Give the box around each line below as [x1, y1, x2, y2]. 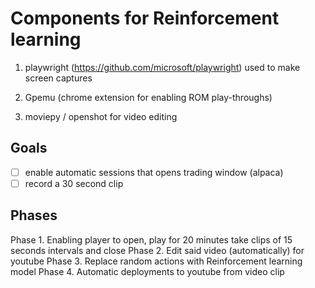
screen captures [24, 72, 93, 84]
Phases [10, 207, 58, 224]
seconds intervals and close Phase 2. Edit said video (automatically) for [10, 244, 305, 256]
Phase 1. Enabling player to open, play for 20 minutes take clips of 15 [10, 233, 293, 246]
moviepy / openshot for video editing [24, 110, 178, 122]
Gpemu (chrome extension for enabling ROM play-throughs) [24, 91, 273, 103]
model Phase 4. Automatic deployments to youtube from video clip [10, 265, 285, 277]
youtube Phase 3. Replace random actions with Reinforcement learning [10, 255, 303, 267]
